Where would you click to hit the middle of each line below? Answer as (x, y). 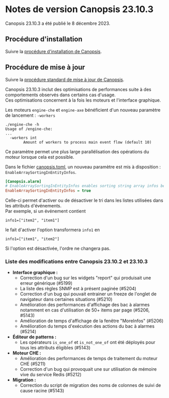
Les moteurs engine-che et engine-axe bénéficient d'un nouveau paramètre (83, 110)
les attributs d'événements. (33, 206)
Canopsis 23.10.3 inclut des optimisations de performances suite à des (78, 89)
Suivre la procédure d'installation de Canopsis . (54, 51)
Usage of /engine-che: (29, 129)
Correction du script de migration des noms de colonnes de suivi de (91, 385)
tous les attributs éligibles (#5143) (55, 348)
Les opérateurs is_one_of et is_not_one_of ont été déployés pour (88, 342)
